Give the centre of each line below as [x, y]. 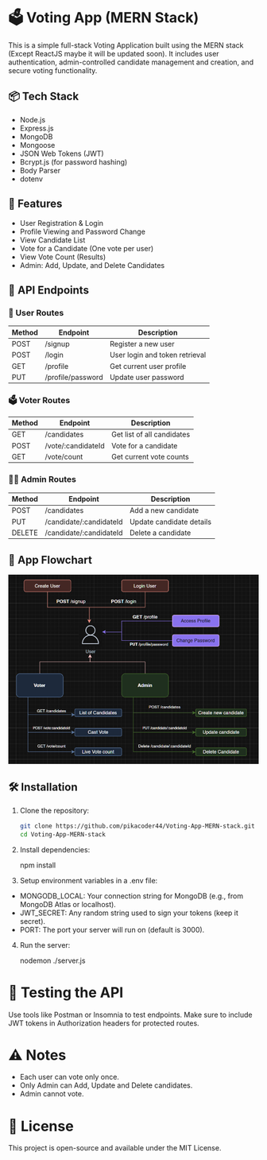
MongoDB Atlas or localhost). [68, 904]
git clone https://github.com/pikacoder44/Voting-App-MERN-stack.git [137, 826]
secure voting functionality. [53, 70]
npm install [38, 865]
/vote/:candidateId [75, 445]
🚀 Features [35, 204]
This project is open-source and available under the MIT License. [115, 1148]
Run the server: [45, 945]
